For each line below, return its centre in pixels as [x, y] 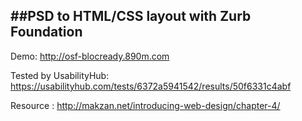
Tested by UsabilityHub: [60, 75]
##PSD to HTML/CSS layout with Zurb [131, 16]
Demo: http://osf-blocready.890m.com [90, 56]
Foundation [46, 32]
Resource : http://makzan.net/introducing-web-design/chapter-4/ [145, 105]
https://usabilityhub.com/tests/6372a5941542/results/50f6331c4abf [151, 86]
